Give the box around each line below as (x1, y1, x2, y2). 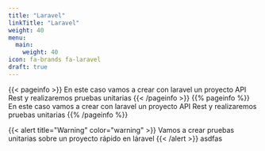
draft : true (8, 63, 48, 71)
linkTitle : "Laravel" (8, 19, 80, 27)
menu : (8, 33, 26, 42)
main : (15, 41, 34, 49)
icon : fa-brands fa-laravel (8, 56, 102, 64)
